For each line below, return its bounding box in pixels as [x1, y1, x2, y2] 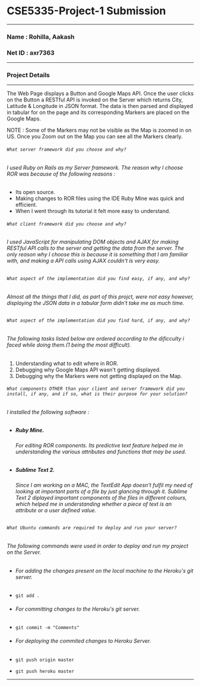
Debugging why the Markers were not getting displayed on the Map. [15, 372, 183, 379]
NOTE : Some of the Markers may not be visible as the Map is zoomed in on [7, 126, 192, 134]
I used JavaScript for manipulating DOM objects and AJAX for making [7, 239, 179, 246]
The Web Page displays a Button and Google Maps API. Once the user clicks [7, 90, 194, 97]
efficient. [15, 201, 37, 208]
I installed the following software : [7, 408, 90, 415]
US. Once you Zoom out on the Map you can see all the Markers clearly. [7, 133, 183, 140]
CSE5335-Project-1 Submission [7, 4, 166, 18]
